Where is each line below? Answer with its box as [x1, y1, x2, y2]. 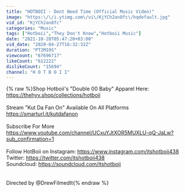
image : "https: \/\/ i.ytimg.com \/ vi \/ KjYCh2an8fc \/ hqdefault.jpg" [6, 14, 170, 20]
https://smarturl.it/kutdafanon [6, 110, 78, 118]
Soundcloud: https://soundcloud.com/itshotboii [6, 161, 121, 168]
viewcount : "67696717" [6, 53, 62, 58]
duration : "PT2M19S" [6, 47, 57, 53]
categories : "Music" [6, 25, 57, 31]
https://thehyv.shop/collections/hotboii [6, 92, 100, 99]
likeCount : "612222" [6, 58, 57, 64]
